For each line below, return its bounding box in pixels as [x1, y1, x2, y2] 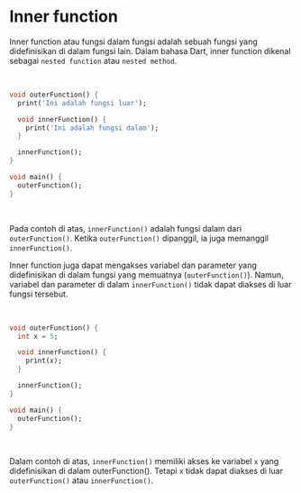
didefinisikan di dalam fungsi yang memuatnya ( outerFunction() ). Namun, [9, 269, 284, 280]
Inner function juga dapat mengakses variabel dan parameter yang [9, 260, 257, 270]
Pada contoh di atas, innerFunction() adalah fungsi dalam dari [9, 223, 242, 233]
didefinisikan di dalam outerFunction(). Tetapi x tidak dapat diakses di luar [9, 466, 284, 477]
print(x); [25, 356, 63, 366]
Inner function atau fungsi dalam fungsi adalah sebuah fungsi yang [9, 36, 259, 47]
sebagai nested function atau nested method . [9, 55, 178, 66]
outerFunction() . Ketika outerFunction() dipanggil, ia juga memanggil [9, 233, 269, 243]
